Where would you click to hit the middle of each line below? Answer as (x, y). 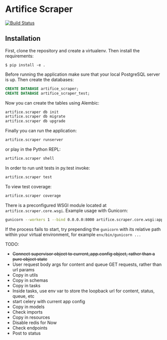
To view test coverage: (29, 186)
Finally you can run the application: (41, 131)
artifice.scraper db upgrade (35, 121)
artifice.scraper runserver (34, 140)
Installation (23, 39)
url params (23, 269)
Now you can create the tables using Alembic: (52, 103)
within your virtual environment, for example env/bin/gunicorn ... (73, 234)
